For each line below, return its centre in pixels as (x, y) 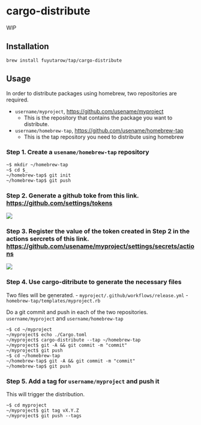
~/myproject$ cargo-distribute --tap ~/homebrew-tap (73, 340)
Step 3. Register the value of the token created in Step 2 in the (98, 231)
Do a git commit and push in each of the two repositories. (77, 312)
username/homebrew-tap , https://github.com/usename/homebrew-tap (99, 130)
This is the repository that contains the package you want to (98, 118)
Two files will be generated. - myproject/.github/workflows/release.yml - (97, 295)
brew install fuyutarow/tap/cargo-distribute (64, 60)
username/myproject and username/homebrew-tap (65, 318)
